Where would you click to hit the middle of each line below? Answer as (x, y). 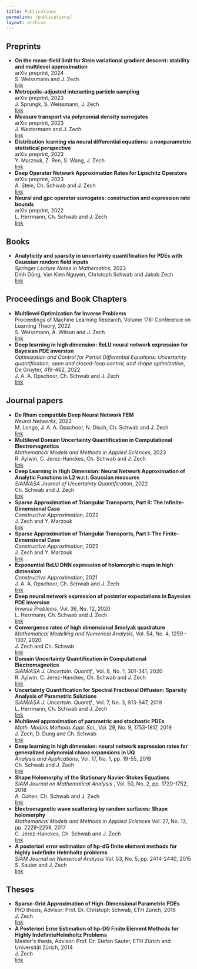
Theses (20, 890)
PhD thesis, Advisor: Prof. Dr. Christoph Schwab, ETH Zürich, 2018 (95, 910)
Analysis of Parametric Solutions (56, 696)
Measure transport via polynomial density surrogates (81, 117)
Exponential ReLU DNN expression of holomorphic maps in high (94, 565)
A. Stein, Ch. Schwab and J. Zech (55, 185)
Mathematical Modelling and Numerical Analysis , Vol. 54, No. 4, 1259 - (101, 634)
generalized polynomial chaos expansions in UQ (75, 752)
